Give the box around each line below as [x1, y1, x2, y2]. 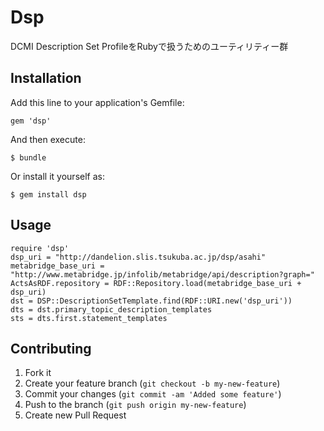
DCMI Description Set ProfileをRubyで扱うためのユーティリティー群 [10, 40, 289, 52]
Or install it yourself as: [10, 170, 105, 182]
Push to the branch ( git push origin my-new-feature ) [24, 399, 247, 411]
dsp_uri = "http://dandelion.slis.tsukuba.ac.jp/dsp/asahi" [10, 252, 267, 262]
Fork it [24, 367, 52, 379]
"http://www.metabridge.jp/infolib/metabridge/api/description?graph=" [10, 269, 315, 280]
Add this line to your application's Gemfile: [10, 96, 185, 108]
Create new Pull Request [24, 409, 127, 421]
